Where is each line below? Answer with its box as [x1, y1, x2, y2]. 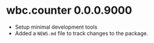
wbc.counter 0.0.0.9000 [6, 4, 132, 17]
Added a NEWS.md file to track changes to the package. [14, 29, 149, 36]
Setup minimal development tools [14, 23, 98, 30]
